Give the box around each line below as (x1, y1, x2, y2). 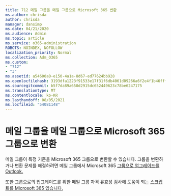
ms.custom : (5, 60, 28, 65)
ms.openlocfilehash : (5, 78, 49, 83)
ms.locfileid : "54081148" (5, 102, 60, 107)
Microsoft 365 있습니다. (14, 185, 64, 191)
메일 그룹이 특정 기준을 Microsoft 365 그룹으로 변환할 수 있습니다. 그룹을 (5, 156, 150, 162)
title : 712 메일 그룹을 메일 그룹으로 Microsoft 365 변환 (5, 7, 117, 13)
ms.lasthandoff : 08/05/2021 (5, 97, 65, 102)
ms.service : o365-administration (5, 41, 76, 46)
